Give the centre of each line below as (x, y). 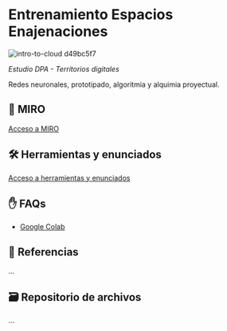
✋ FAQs (27, 203)
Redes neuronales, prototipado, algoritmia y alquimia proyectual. (114, 84)
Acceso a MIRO (34, 128)
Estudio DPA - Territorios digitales (64, 68)
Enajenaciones (58, 31)
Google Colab (42, 227)
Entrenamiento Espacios (91, 15)
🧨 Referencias (43, 252)
